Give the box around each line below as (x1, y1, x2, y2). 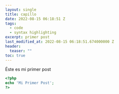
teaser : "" (9, 48, 32, 53)
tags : (5, 21, 16, 26)
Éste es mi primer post (5, 66, 51, 72)
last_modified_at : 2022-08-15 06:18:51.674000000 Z (5, 39, 114, 44)
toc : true (5, 53, 26, 58)
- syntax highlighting (9, 30, 57, 35)
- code (9, 26, 23, 31)
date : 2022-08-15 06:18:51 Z (5, 16, 65, 21)
